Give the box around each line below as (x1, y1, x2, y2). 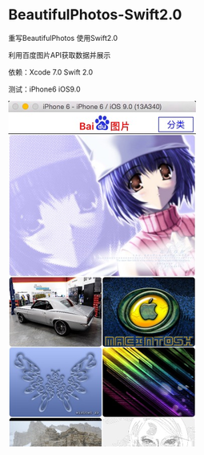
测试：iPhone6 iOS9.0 (8, 84, 81, 94)
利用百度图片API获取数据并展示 (8, 50, 111, 59)
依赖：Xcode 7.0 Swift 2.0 (8, 67, 94, 77)
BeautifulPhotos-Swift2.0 (8, 6, 182, 24)
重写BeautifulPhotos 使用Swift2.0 (8, 33, 118, 43)
